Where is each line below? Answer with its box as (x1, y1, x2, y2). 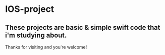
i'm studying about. (5, 31, 67, 39)
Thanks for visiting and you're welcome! (5, 44, 87, 50)
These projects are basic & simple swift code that (5, 23, 161, 32)
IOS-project (5, 3, 55, 15)
